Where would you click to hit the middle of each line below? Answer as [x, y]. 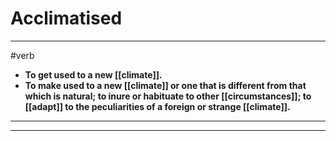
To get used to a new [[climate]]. [93, 74]
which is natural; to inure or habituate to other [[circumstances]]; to [168, 96]
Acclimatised [66, 18]
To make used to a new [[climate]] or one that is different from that [165, 85]
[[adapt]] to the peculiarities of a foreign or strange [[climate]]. [157, 106]
